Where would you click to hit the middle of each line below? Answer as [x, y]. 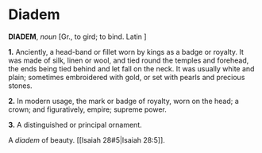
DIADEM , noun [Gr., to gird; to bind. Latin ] [77, 36]
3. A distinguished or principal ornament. [75, 124]
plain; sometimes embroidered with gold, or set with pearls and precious [127, 77]
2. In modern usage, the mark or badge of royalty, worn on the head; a [124, 101]
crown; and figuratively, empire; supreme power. [87, 109]
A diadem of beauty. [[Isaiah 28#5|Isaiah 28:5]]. [87, 140]
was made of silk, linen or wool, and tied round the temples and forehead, [129, 60]
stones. [21, 86]
